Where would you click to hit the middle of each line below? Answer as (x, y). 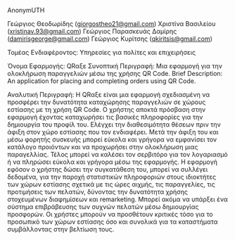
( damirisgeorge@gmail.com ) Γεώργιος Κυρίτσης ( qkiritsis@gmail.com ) (110, 39)
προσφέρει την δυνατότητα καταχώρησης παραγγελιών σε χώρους (107, 102)
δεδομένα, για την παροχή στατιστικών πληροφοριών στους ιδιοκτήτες (112, 177)
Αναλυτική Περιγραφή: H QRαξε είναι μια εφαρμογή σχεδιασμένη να (108, 95)
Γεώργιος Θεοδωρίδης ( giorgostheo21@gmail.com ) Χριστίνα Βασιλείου (112, 24)
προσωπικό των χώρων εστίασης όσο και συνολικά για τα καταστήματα (113, 222)
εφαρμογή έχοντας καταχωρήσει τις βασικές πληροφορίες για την (105, 117)
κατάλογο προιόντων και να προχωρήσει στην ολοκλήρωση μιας (103, 147)
